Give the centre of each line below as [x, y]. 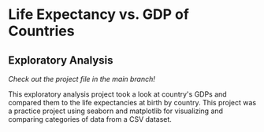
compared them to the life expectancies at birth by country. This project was [132, 103]
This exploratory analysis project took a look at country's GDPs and [117, 94]
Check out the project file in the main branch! [82, 79]
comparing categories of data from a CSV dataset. [90, 119]
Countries [41, 31]
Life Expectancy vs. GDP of [99, 15]
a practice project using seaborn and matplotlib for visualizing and [115, 111]
